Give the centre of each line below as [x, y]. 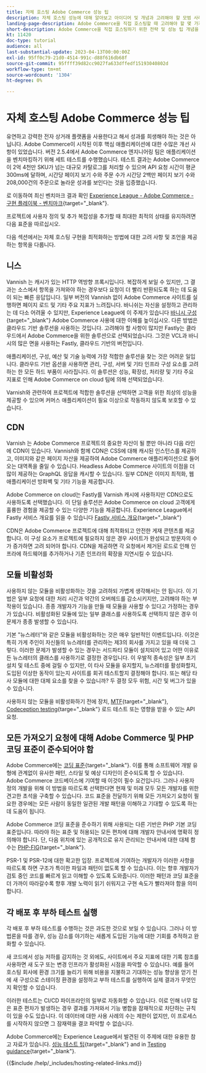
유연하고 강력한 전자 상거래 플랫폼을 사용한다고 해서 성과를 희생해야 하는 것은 [98, 136]
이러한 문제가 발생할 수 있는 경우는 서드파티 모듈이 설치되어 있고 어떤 [101, 650]
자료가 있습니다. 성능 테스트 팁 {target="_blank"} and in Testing [90, 1044]
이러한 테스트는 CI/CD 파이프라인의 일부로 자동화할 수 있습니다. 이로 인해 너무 [99, 1001]
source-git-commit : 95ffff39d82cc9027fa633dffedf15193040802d [87, 63]
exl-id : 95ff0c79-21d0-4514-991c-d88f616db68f [67, 58]
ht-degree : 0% [25, 80]
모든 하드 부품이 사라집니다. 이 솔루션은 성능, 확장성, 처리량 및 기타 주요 [109, 372]
